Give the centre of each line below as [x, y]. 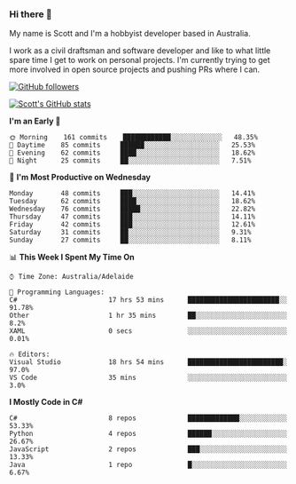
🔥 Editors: [30, 354]
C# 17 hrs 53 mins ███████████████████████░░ [148, 300]
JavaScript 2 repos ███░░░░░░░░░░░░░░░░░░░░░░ [148, 449]
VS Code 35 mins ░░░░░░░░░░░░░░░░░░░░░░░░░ [148, 378]
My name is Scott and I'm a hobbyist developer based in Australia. [130, 34]
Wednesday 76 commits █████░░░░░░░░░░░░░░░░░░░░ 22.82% [132, 209]
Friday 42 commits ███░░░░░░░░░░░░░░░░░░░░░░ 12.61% [132, 225]
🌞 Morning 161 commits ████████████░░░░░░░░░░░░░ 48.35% [134, 138]
